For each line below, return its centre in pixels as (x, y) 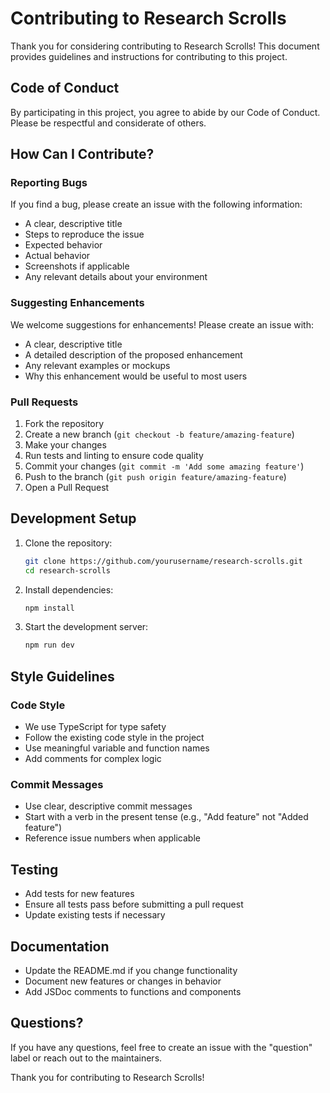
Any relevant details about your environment (116, 277)
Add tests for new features (79, 894)
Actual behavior (57, 256)
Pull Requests (44, 402)
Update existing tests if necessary (95, 915)
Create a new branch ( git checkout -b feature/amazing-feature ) (159, 434)
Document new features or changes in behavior (123, 981)
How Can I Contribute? (82, 154)
